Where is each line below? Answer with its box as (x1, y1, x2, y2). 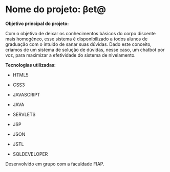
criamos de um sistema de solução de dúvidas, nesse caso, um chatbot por (5, 46, 165, 53)
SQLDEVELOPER (12, 151, 48, 157)
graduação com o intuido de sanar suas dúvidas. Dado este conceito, (5, 41, 152, 47)
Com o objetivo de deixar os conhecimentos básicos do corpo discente (5, 30, 156, 36)
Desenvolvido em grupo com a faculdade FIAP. (5, 161, 105, 167)
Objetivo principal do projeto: (5, 20, 69, 27)
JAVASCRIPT (12, 91, 40, 97)
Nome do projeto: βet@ (5, 4, 107, 15)
